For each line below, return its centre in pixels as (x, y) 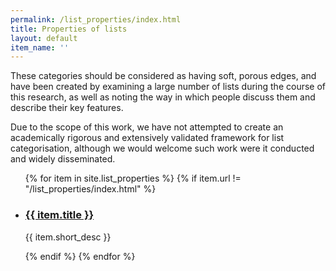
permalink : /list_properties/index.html (96, 19)
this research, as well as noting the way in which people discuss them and (163, 97)
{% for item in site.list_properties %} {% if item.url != (133, 178)
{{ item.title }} (59, 215)
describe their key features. (67, 108)
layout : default (44, 38)
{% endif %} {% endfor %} (80, 256)
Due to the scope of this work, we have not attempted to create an (147, 127)
